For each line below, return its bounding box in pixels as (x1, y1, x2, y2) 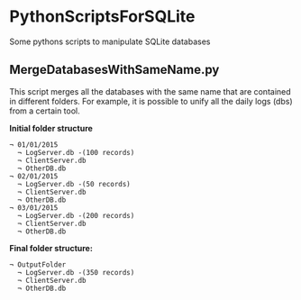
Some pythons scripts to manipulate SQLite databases (9, 36, 211, 47)
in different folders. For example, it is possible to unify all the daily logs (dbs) (9, 95, 293, 106)
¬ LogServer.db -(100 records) (17, 148, 135, 157)
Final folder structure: (9, 242, 93, 253)
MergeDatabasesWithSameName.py (9, 62, 220, 77)
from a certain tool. (9, 105, 81, 116)
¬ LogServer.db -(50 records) (17, 179, 131, 188)
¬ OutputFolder (9, 259, 67, 269)
